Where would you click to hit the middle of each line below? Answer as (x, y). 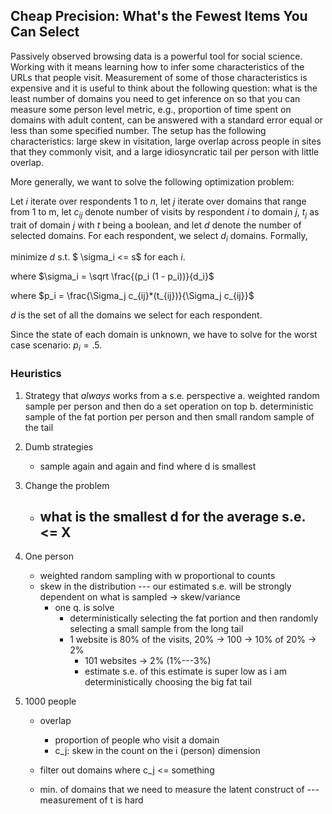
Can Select (45, 32)
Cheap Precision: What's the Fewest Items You (159, 16)
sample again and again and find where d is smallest (148, 466)
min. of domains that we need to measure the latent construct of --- (179, 790)
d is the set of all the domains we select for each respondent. (136, 315)
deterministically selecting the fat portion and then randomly (194, 618)
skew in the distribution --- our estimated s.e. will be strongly (165, 586)
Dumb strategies (59, 446)
